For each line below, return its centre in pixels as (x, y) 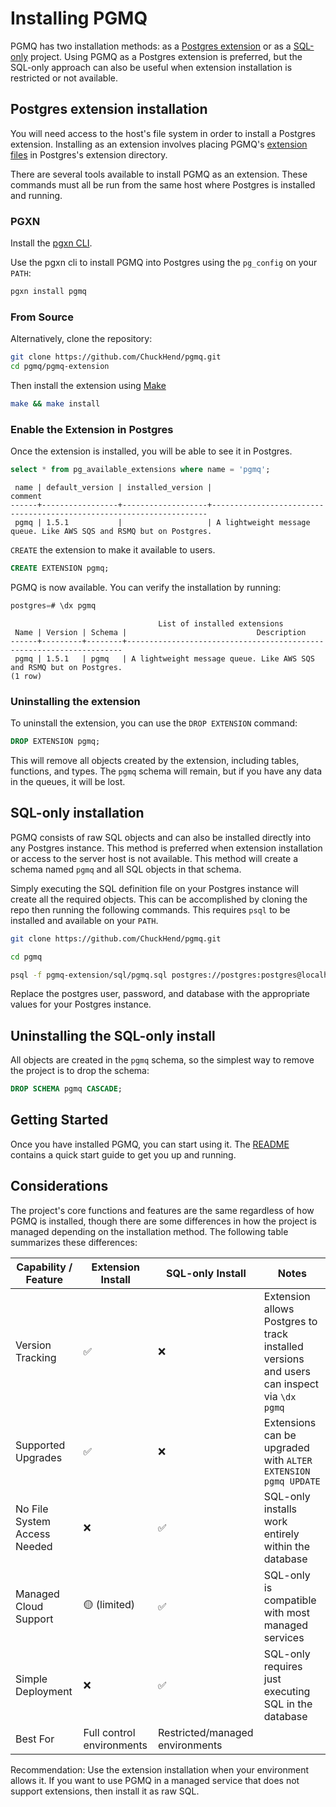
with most (287, 1612)
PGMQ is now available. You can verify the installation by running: (146, 587)
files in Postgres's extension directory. (89, 154)
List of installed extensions (221, 623)
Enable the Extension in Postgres (92, 429)
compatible (290, 1600)
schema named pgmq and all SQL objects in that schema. (126, 869)
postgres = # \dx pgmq (53, 605)
